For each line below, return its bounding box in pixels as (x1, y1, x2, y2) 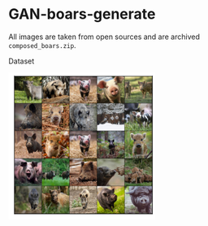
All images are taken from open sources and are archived (8, 32, 201, 41)
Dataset (8, 56, 35, 66)
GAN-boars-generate (8, 5, 156, 24)
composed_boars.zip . (8, 40, 76, 50)
